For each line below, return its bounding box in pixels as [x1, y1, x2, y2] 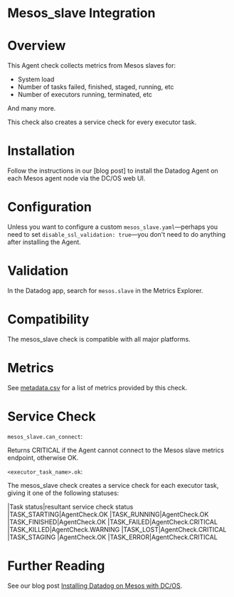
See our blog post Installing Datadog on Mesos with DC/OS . [7, 581, 183, 590]
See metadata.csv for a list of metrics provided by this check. [7, 383, 187, 392]
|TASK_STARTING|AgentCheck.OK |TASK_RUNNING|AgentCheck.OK [7, 510, 209, 519]
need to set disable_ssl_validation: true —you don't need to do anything [7, 230, 226, 238]
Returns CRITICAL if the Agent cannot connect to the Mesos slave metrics [7, 446, 224, 454]
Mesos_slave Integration [7, 5, 156, 21]
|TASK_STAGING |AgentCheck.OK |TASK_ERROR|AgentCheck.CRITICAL [7, 533, 218, 541]
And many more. [7, 104, 56, 113]
